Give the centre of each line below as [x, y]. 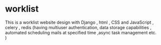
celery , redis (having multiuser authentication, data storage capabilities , [78, 27]
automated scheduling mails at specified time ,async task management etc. [81, 32]
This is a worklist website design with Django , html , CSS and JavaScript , [80, 22]
